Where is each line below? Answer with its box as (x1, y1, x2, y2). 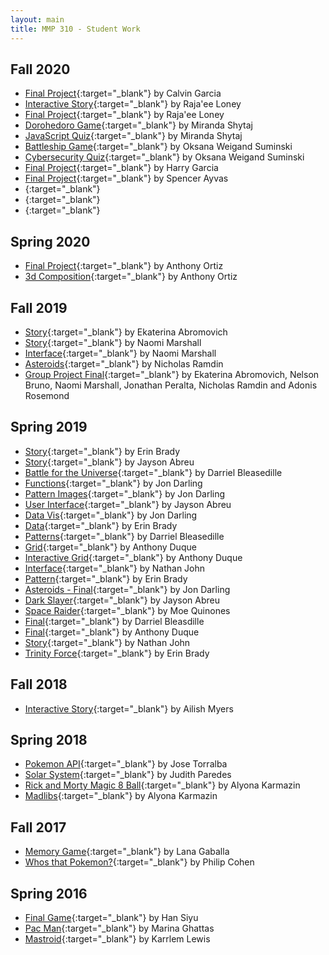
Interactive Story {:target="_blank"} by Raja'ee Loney (24, 98, 242, 110)
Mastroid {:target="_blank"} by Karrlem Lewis (24, 933, 211, 945)
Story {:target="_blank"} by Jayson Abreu (24, 456, 195, 468)
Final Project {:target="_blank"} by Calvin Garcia (24, 87, 222, 100)
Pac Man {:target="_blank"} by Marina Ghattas (24, 922, 215, 934)
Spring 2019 (10, 419, 88, 436)
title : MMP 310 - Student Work (10, 24, 141, 34)
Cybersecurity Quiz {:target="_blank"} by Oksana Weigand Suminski (24, 151, 305, 163)
